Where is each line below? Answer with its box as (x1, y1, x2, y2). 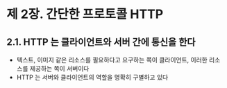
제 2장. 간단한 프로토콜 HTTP (6, 6, 164, 22)
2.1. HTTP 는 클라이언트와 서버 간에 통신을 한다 (6, 36, 196, 48)
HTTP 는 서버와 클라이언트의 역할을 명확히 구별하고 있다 (16, 73, 169, 81)
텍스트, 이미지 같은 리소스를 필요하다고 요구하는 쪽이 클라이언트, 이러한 (16, 56, 208, 64)
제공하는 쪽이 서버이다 (29, 64, 90, 73)
